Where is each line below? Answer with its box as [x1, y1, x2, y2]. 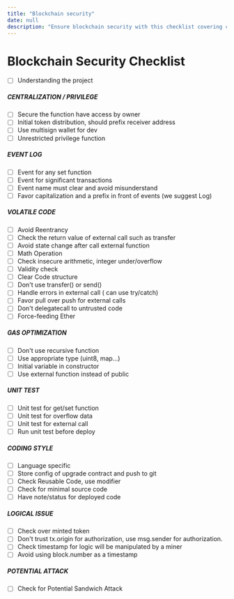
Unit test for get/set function [17, 404, 100, 412]
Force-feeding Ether [17, 312, 76, 321]
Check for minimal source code [17, 485, 108, 494]
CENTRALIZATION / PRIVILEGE [7, 92, 98, 101]
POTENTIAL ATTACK [7, 567, 68, 575]
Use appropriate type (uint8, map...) [17, 354, 120, 363]
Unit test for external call [17, 419, 88, 427]
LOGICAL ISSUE [7, 509, 54, 517]
